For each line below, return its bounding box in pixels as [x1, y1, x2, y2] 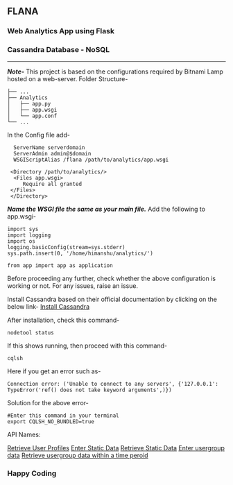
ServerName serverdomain [13, 144, 85, 151]
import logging [7, 232, 51, 239]
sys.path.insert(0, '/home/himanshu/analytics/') [7, 250, 154, 257]
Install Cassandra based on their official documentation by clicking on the [7, 295, 217, 303]
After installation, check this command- [7, 316, 120, 324]
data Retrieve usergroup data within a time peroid [7, 451, 148, 459]
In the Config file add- [7, 130, 71, 139]
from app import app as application [7, 262, 113, 269]
